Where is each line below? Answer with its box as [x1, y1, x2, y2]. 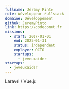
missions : [5, 29, 25, 34]
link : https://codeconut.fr [5, 25, 62, 30]
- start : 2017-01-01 [9, 34, 51, 39]
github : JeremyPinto [5, 20, 47, 25]
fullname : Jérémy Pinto [5, 7, 53, 12]
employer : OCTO [14, 47, 45, 52]
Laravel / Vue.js [5, 78, 36, 84]
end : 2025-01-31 [14, 38, 47, 43]
